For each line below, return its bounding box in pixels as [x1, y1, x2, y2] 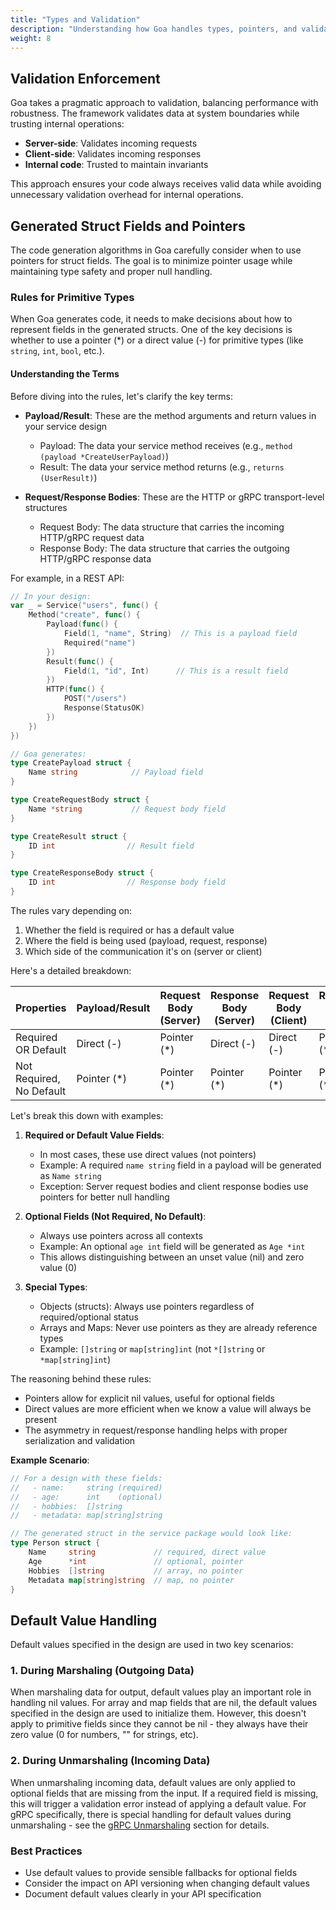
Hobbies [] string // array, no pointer [28, 1566, 244, 1576]
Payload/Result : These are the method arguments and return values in [24, 409, 317, 421]
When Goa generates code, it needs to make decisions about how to [10, 313, 293, 325]
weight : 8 [10, 33, 52, 43]
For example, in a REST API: [10, 572, 125, 584]
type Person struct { [10, 1538, 101, 1548]
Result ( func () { [46, 656, 114, 666]
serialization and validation [24, 1434, 136, 1446]
